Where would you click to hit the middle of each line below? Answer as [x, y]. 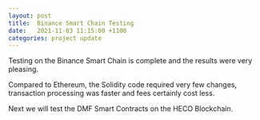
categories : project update [55, 38]
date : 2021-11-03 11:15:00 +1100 [68, 30]
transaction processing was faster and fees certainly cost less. [112, 94]
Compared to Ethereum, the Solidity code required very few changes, [123, 85]
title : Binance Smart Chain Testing [71, 23]
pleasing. [23, 70]
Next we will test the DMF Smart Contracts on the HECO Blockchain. [121, 109]
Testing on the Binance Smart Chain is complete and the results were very [130, 61]
